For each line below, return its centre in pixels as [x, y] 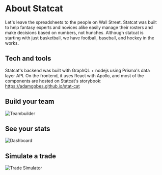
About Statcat [34, 9]
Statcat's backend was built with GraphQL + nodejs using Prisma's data [78, 70]
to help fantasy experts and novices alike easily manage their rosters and [79, 27]
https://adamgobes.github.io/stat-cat [42, 86]
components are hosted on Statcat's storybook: [53, 81]
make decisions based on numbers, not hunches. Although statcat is [74, 32]
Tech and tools [28, 59]
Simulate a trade [31, 156]
